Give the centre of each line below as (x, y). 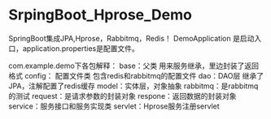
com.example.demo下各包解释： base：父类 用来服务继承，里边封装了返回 (133, 66)
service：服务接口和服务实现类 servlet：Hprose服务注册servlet (114, 106)
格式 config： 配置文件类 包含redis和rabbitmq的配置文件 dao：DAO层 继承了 (136, 75)
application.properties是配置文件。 (81, 48)
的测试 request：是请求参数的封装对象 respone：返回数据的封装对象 (123, 96)
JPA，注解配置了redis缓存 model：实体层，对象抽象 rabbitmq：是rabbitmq (133, 86)
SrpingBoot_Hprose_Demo (101, 15)
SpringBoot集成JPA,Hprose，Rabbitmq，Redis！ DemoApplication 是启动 (131, 38)
